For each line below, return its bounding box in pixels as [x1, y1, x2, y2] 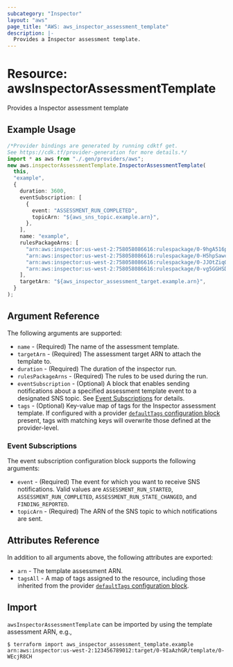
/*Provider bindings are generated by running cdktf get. [7, 142, 178, 150]
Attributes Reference [7, 535, 100, 547]
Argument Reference [7, 310, 100, 322]
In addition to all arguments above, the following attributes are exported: [7, 553, 214, 561]
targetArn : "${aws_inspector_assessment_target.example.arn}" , [19, 278, 207, 285]
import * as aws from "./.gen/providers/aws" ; [7, 155, 144, 162]
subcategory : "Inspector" [7, 10, 82, 17]
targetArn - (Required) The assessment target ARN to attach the [17, 349, 201, 358]
